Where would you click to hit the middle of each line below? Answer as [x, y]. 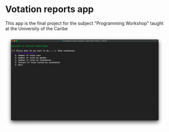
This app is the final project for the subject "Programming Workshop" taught [84, 23]
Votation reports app [50, 9]
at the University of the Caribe [37, 28]
